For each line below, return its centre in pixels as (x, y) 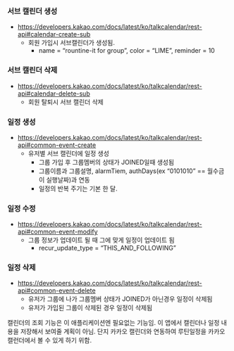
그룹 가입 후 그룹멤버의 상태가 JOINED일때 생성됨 (106, 162)
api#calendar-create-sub (54, 34)
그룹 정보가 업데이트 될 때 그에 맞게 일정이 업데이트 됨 (101, 240)
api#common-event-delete (57, 291)
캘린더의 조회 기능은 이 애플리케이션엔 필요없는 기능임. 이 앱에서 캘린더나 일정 (113, 323)
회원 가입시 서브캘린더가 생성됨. (71, 43)
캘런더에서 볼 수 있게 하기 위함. (50, 340)
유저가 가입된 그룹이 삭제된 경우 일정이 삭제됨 (90, 308)
